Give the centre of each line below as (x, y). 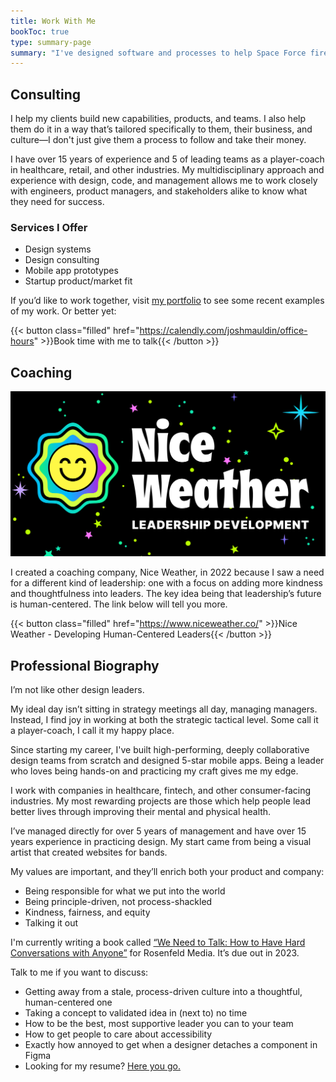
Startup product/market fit (78, 281)
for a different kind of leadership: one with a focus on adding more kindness (166, 583)
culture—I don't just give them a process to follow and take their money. (158, 140)
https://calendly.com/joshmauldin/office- (223, 331)
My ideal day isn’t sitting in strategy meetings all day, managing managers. (164, 709)
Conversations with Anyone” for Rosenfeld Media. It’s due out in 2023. (155, 953)
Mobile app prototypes (71, 271)
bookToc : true (40, 31)
